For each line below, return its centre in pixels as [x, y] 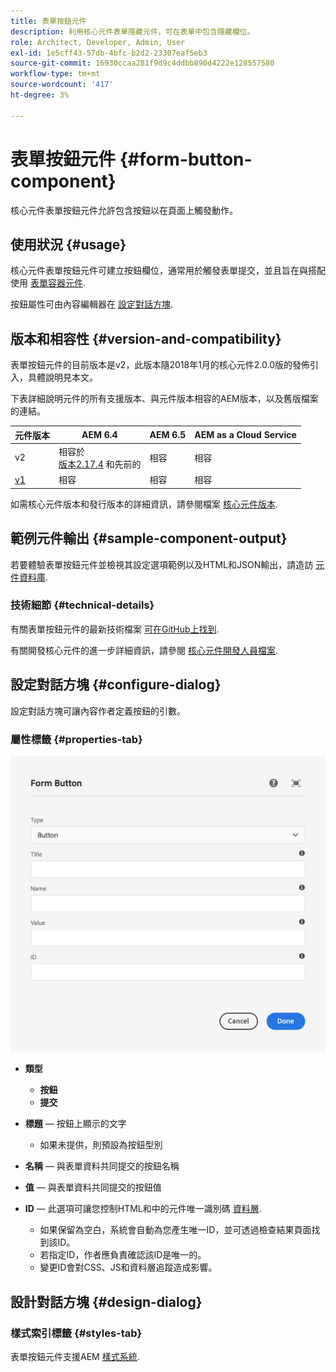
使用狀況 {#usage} [68, 244]
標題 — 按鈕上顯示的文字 [75, 1124]
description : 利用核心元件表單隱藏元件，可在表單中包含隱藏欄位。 [132, 31]
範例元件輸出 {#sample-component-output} [149, 538]
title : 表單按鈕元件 [48, 21]
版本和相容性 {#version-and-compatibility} [146, 338]
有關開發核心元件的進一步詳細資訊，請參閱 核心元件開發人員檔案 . [144, 650]
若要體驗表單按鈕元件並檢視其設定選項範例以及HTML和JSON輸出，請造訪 [162, 564]
